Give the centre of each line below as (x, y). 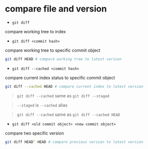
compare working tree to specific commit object (53, 50)
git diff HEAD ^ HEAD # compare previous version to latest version (74, 142)
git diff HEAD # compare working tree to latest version (63, 59)
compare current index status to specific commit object (60, 78)
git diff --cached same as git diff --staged (63, 95)
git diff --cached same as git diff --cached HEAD (68, 114)
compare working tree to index (35, 31)
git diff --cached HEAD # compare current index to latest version (74, 86)
